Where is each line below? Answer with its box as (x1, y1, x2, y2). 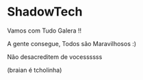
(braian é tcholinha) (7, 66, 62, 74)
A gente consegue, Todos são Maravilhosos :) (7, 39, 137, 47)
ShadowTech (7, 4, 83, 20)
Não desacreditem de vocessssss (7, 52, 103, 61)
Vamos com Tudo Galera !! (7, 26, 82, 35)
